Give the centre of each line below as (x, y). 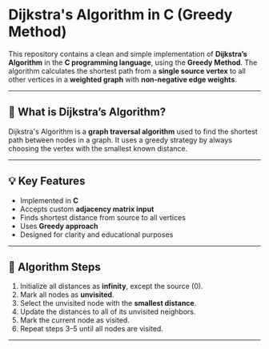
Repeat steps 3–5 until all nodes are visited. (92, 329)
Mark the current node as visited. (74, 320)
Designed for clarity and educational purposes (96, 235)
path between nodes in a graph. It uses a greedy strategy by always (120, 140)
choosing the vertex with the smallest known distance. (98, 148)
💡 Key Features (47, 181)
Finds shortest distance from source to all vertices (103, 217)
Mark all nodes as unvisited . (67, 295)
